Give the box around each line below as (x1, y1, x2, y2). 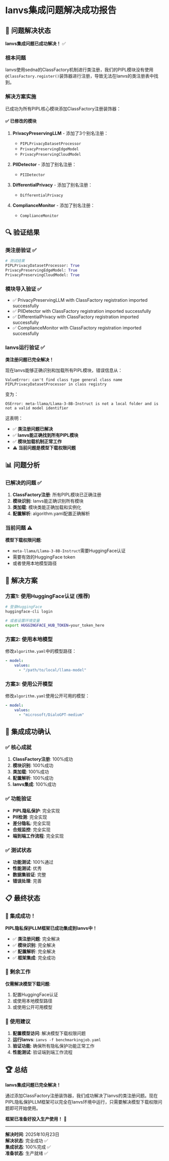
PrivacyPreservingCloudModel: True (5, 272, 80, 278)
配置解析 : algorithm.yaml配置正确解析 (12, 511, 91, 517)
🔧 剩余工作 (5, 968, 31, 975)
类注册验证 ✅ (5, 247, 37, 254)
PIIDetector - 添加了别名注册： (12, 161, 77, 167)
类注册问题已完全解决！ (5, 356, 54, 363)
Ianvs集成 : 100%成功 (12, 781, 56, 787)
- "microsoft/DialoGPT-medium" (18, 712, 84, 717)
